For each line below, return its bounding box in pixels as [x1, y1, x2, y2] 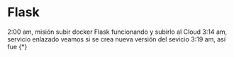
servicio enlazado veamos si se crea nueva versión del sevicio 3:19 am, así [7, 34, 225, 43]
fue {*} [7, 42, 28, 51]
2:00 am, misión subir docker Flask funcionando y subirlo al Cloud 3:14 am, [7, 27, 228, 36]
